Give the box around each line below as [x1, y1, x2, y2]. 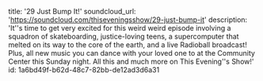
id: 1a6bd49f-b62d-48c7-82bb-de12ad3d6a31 [8, 65, 160, 74]
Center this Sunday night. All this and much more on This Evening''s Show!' [8, 57, 254, 66]
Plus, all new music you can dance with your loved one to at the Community [8, 49, 256, 57]
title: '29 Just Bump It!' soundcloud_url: [8, 7, 136, 16]
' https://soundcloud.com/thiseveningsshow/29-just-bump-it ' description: [8, 15, 248, 24]
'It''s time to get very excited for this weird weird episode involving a [8, 24, 231, 32]
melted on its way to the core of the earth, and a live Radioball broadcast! [8, 40, 247, 50]
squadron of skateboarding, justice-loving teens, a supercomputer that [8, 31, 239, 41]
